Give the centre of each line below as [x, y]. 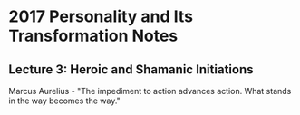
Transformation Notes [93, 36]
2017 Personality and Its [101, 17]
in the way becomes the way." [65, 101]
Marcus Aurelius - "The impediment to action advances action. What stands [150, 91]
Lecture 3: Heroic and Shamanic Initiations [131, 69]
